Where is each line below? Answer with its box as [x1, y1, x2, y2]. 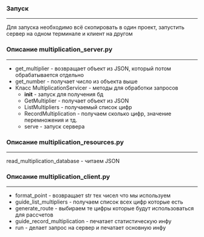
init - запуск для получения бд [24, 90, 104, 98]
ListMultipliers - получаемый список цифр [24, 103, 132, 110]
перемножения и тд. [24, 116, 78, 124]
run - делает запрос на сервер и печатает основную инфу [15, 224, 166, 232]
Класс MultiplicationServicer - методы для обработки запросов [15, 84, 178, 92]
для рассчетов [15, 211, 53, 219]
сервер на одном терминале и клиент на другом [6, 30, 133, 38]
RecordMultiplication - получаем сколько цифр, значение [24, 110, 172, 117]
